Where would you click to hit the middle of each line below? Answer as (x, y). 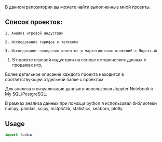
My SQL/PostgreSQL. (26, 94)
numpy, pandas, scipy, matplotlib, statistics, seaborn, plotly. (64, 109)
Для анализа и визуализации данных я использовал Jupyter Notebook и (79, 89)
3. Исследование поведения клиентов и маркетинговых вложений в (71, 51)
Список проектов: (34, 22)
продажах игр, (27, 65)
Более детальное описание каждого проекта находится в (65, 74)
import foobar (19, 135)
